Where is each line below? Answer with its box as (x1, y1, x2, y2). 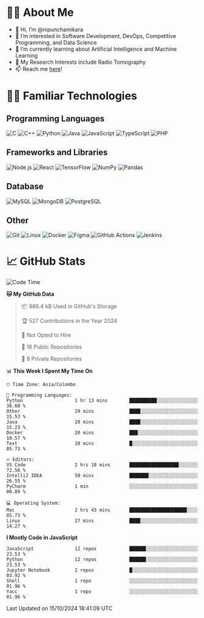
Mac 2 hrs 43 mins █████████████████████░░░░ (6, 507, 199, 513)
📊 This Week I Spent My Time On (6, 367, 93, 375)
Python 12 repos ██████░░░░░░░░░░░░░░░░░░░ (6, 557, 199, 563)
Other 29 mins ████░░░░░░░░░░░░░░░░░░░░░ (6, 409, 199, 415)
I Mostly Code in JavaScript (6, 534, 78, 541)
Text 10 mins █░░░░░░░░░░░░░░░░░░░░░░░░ (6, 440, 199, 447)
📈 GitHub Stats (6, 254, 86, 268)
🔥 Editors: (6, 456, 35, 463)
